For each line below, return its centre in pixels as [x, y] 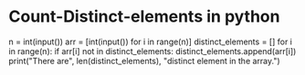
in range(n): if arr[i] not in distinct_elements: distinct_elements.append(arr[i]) [152, 51]
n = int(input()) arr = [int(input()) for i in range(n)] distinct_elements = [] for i [151, 42]
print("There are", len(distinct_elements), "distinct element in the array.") [144, 61]
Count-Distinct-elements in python [144, 17]
